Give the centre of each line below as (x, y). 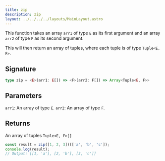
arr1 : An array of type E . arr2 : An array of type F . (55, 108)
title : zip (16, 10)
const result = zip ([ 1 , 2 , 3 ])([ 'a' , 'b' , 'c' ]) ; (57, 145)
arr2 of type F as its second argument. (44, 38)
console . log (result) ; (27, 149)
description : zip (23, 14)
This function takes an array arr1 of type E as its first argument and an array (83, 33)
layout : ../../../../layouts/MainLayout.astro (54, 19)
